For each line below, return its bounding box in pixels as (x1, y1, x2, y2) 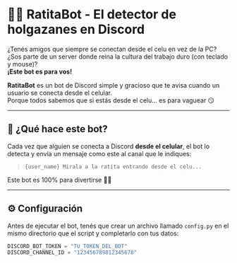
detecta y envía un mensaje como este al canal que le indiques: (7, 149, 192, 158)
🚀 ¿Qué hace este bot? (7, 123, 108, 135)
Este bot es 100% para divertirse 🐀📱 (7, 175, 112, 184)
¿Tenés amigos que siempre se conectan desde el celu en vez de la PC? (7, 45, 217, 53)
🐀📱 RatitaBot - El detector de (7, 6, 176, 23)
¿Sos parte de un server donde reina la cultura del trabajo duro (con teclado (7, 52, 228, 61)
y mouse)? (7, 59, 38, 68)
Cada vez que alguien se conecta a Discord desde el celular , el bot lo (7, 141, 210, 151)
